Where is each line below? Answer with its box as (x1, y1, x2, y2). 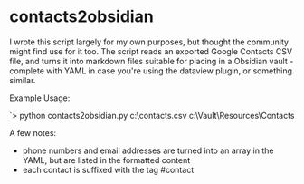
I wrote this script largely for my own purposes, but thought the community (9, 36, 290, 47)
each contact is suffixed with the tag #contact (22, 164, 195, 175)
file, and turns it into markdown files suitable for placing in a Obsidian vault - (9, 55, 294, 66)
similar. (9, 74, 36, 85)
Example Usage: (9, 92, 71, 103)
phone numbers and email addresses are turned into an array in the (22, 145, 274, 156)
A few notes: (9, 127, 57, 138)
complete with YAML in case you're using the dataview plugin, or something (9, 65, 292, 76)
